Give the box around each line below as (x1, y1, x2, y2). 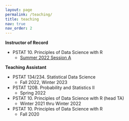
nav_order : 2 (5, 26, 32, 31)
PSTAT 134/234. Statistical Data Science (12, 74, 96, 80)
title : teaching (5, 16, 39, 21)
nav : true (5, 21, 26, 26)
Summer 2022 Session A (19, 54, 71, 60)
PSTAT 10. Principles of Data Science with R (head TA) (12, 95, 124, 101)
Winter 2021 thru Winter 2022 (19, 100, 81, 106)
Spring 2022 (19, 90, 46, 96)
